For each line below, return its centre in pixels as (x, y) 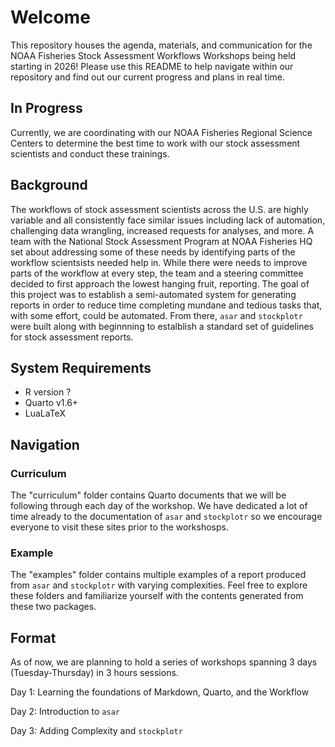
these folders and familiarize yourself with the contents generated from (157, 596)
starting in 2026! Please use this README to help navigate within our (152, 66)
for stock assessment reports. (72, 337)
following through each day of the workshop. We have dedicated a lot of (159, 506)
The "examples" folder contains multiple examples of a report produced (158, 575)
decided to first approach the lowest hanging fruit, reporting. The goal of (160, 283)
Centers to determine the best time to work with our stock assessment (155, 143)
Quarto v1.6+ (51, 403)
